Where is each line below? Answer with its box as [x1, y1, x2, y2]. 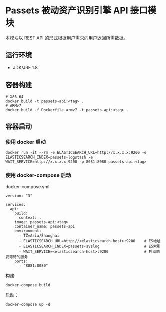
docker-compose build [5, 282, 51, 287]
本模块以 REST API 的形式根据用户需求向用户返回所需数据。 [5, 35, 128, 41]
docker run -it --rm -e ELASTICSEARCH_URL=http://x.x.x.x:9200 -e [5, 150, 147, 155]
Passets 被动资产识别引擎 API [5, 5, 128, 16]
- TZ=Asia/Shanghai [18, 232, 59, 238]
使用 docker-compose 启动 [5, 172, 71, 179]
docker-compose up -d [5, 302, 51, 307]
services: [5, 202, 26, 207]
